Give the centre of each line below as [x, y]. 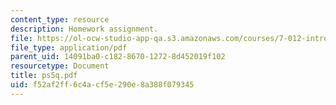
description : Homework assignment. [84, 29]
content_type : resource [60, 19]
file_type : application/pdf [69, 47]
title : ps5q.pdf [44, 76]
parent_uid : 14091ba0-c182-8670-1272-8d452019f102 [118, 57]
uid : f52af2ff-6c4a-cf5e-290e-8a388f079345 [102, 85]
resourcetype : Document [60, 66]
